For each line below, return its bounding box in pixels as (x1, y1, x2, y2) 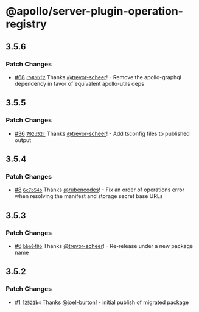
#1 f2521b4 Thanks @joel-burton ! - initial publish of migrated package (14, 299, 189, 306)
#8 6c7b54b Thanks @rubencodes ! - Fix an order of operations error (14, 186, 185, 193)
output (14, 136, 32, 144)
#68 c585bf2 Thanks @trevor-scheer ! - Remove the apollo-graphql (14, 73, 182, 80)
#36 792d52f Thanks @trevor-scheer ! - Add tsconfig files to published (14, 130, 190, 137)
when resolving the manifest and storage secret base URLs (14, 193, 163, 200)
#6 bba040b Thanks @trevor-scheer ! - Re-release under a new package (14, 242, 193, 249)
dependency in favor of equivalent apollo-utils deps (14, 80, 144, 87)
